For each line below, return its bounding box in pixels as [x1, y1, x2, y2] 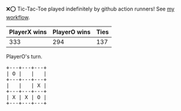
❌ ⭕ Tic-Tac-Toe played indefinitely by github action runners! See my [6, 5, 175, 12]
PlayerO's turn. [6, 53, 42, 60]
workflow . [6, 14, 30, 21]
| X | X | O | [6, 94, 47, 100]
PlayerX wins [9, 28, 47, 36]
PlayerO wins [52, 28, 91, 36]
